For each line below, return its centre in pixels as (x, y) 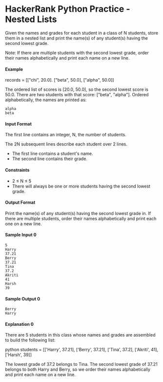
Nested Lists (31, 19)
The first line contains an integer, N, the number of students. (66, 135)
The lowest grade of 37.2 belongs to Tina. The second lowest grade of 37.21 (81, 364)
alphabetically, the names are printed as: (46, 100)
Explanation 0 (20, 324)
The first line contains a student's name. (53, 154)
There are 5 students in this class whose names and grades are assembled (80, 335)
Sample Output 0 (23, 298)
